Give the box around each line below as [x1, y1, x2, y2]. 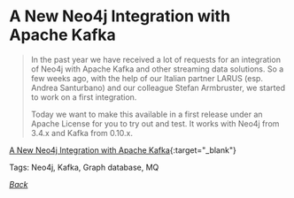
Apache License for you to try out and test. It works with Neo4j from [30, 118, 280, 129]
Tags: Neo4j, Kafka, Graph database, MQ [9, 162, 159, 172]
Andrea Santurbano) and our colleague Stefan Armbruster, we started [30, 82, 286, 93]
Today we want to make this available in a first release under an [30, 109, 263, 119]
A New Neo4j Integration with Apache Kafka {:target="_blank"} [9, 144, 236, 156]
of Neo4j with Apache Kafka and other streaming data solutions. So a [30, 64, 284, 74]
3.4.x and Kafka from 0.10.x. [30, 127, 133, 138]
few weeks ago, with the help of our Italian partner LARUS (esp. [30, 72, 264, 83]
